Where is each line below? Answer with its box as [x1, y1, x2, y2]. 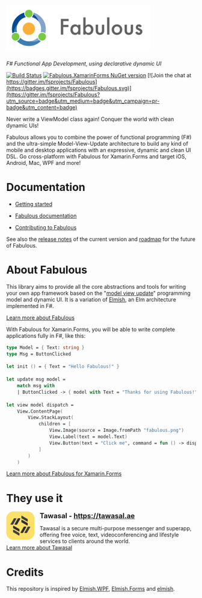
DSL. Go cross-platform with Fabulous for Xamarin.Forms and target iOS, [6, 153, 186, 160]
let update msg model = [6, 376, 66, 382]
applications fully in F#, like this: [6, 332, 86, 339]
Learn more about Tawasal [6, 544, 73, 551]
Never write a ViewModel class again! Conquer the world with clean [6, 115, 174, 123]
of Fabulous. [6, 242, 37, 249]
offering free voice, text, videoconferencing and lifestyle [40, 531, 179, 539]
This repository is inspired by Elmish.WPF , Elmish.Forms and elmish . [6, 585, 176, 593]
